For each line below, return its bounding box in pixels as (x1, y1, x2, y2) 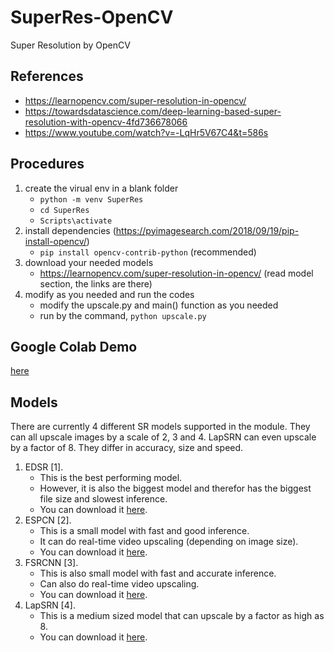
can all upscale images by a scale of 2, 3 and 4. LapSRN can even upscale (10, 431, 317, 443)
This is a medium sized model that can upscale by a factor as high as (39, 610, 325, 622)
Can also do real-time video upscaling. (39, 578, 200, 590)
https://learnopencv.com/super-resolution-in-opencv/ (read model (39, 267, 314, 279)
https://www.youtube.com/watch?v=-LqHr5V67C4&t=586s (24, 126, 269, 138)
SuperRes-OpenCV (10, 6, 174, 29)
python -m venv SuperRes (39, 194, 144, 205)
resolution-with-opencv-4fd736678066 (24, 116, 188, 128)
